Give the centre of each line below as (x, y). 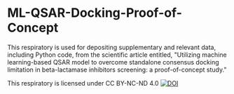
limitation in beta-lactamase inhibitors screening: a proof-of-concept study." (117, 69)
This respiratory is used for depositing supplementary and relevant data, (111, 47)
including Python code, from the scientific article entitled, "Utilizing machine (117, 55)
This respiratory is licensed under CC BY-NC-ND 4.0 (83, 83)
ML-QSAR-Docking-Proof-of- (95, 13)
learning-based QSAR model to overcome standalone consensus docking (113, 62)
